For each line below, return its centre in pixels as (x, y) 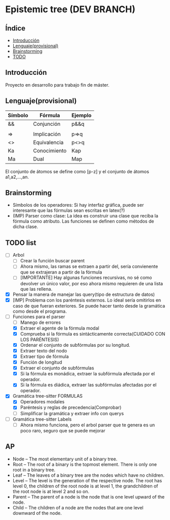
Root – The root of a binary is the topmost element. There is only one (85, 464)
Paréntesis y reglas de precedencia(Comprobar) (71, 407)
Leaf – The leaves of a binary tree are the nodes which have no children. (88, 475)
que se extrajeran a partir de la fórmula (61, 272)
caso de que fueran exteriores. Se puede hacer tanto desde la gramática (89, 306)
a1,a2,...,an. (17, 177)
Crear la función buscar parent (52, 261)
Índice (15, 28)
